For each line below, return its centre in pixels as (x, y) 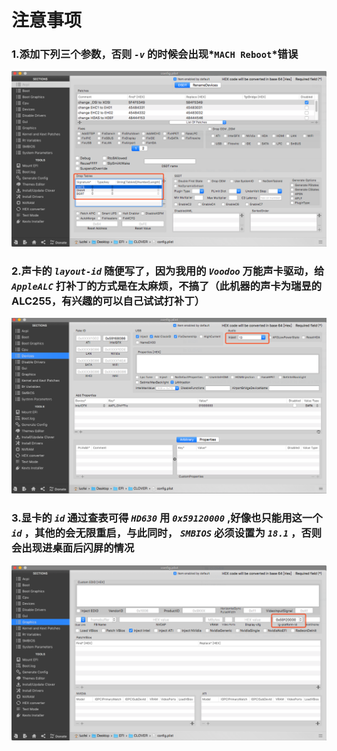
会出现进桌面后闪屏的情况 (73, 548)
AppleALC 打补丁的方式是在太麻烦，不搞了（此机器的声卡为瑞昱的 (167, 286)
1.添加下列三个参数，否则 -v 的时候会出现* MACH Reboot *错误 (155, 54)
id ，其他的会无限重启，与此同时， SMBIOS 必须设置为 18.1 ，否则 (167, 533)
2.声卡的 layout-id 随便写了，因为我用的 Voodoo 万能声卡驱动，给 (168, 271)
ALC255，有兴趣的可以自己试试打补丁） (108, 301)
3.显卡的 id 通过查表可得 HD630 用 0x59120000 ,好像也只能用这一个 (167, 518)
